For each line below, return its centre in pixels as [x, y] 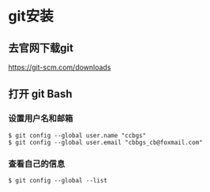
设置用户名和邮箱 [41, 119]
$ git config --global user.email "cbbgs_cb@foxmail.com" [105, 142]
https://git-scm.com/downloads [60, 67]
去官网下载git [41, 48]
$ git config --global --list [58, 180]
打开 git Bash [40, 94]
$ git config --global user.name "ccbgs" [77, 135]
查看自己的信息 [37, 164]
